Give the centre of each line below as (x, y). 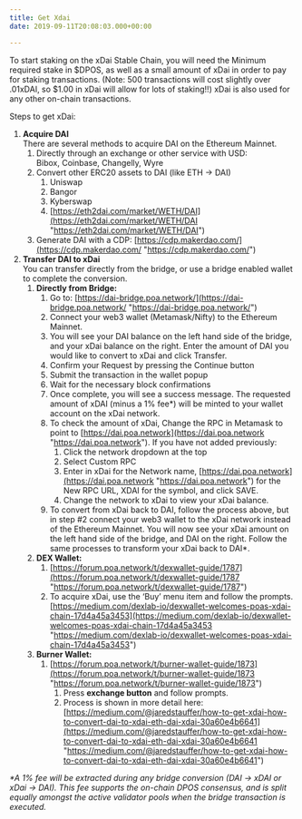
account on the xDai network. (105, 413)
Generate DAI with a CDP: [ (87, 239)
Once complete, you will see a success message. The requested (170, 394)
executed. (28, 806)
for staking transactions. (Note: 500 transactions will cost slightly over (140, 79)
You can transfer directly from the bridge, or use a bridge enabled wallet (157, 268)
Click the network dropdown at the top (135, 452)
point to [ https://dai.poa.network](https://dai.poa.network (157, 433)
